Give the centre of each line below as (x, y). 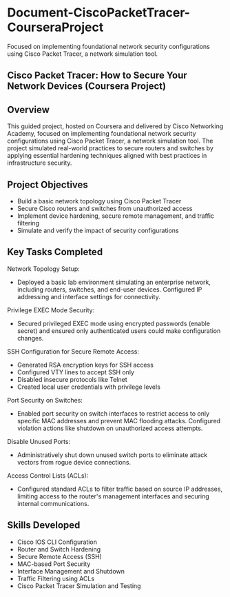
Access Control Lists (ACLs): (48, 475)
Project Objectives (48, 184)
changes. (30, 338)
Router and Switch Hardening (59, 549)
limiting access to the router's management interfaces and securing (113, 496)
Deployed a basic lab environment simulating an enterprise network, (114, 282)
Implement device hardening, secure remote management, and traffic (116, 216)
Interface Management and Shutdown (71, 571)
